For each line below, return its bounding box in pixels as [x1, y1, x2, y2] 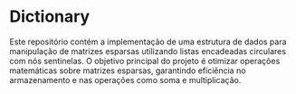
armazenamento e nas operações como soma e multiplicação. [9, 74, 242, 85]
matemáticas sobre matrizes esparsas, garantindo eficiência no [9, 65, 246, 76]
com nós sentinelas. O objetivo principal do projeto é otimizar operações [9, 55, 281, 66]
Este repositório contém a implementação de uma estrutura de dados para [9, 36, 287, 47]
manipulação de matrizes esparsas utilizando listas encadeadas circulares [9, 45, 287, 56]
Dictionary [9, 6, 91, 27]
